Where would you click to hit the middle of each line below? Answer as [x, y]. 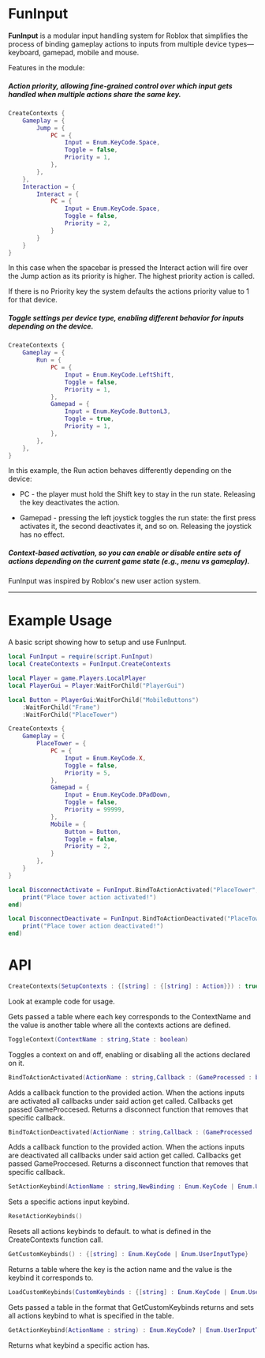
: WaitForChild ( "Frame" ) [62, 707]
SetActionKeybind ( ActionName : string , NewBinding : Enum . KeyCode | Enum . [132, 1187]
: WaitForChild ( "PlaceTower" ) [70, 715]
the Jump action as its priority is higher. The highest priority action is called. [131, 276]
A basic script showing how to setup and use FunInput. [97, 642]
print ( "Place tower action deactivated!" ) [93, 926]
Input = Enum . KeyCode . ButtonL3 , [118, 411]
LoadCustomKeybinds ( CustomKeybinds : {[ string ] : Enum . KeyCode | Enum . [129, 1292]
